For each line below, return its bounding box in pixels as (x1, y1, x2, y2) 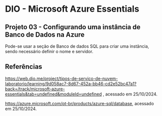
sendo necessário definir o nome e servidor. (5, 49, 94, 54)
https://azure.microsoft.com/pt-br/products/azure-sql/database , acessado (5, 100, 154, 106)
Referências (5, 62, 43, 71)
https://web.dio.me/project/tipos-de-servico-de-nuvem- (5, 76, 118, 81)
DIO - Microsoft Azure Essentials (5, 3, 140, 15)
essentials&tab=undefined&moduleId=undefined (5, 91, 102, 97)
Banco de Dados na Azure (5, 30, 85, 39)
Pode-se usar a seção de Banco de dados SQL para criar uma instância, (5, 43, 149, 49)
